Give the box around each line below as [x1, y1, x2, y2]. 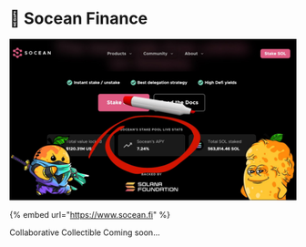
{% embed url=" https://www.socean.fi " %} [9, 210, 171, 221]
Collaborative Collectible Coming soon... [9, 227, 161, 238]
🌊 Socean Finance [9, 8, 148, 29]
